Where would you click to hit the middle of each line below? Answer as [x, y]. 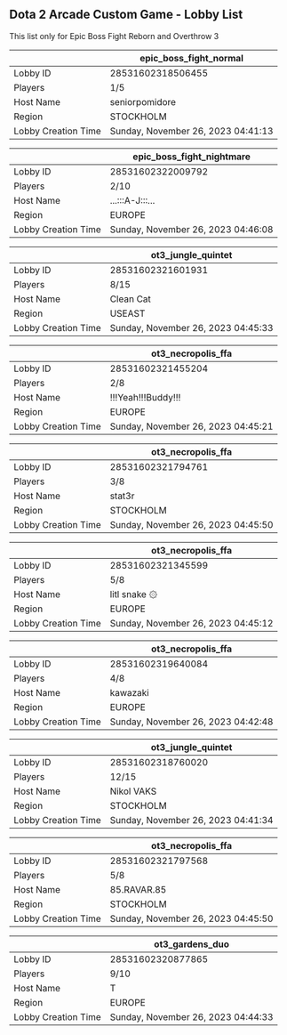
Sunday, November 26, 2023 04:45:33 [191, 327]
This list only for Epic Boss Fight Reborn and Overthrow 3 [114, 36]
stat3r [122, 496]
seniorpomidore [143, 101]
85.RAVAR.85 [138, 889]
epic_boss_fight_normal [191, 58]
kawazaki [129, 692]
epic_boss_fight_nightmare [191, 157]
